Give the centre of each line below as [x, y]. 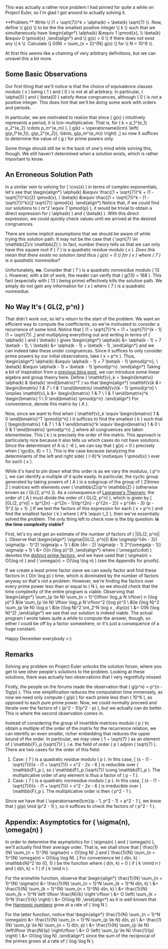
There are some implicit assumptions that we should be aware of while [78, 233]
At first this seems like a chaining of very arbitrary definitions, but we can [80, 53]
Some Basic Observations [46, 74]
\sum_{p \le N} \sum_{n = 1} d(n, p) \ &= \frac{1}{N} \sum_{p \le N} [81, 925]
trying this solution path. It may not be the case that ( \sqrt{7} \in [71, 239]
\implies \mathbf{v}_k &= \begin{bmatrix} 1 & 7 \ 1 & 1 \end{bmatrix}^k [77, 393]
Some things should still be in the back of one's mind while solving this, [79, 148]
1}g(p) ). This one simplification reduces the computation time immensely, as [84, 692]
